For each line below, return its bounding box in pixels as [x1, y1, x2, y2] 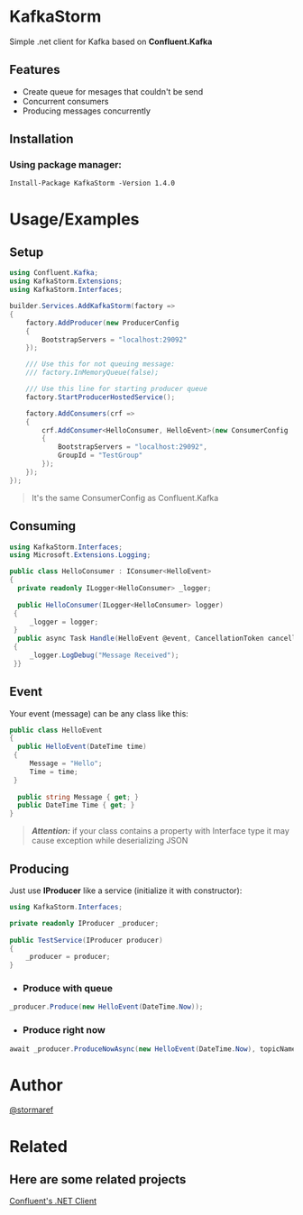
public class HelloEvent [9, 726, 103, 735]
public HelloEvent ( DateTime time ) [17, 742, 147, 752]
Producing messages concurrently [22, 105, 151, 116]
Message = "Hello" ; [29, 759, 103, 768]
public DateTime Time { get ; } [17, 800, 135, 810]
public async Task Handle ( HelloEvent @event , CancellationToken [17, 634, 264, 644]
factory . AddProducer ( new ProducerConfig [25, 318, 179, 327]
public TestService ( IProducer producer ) [9, 936, 164, 945]
